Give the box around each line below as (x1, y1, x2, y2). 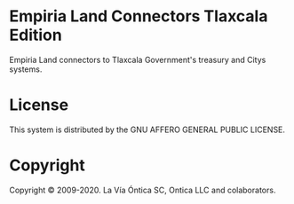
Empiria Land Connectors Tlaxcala (9, 6, 268, 27)
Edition (9, 25, 62, 45)
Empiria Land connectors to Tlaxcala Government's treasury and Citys (9, 54, 266, 65)
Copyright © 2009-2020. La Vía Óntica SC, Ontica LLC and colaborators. (9, 184, 276, 195)
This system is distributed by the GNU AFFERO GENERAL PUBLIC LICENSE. (9, 124, 286, 135)
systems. (9, 64, 43, 75)
